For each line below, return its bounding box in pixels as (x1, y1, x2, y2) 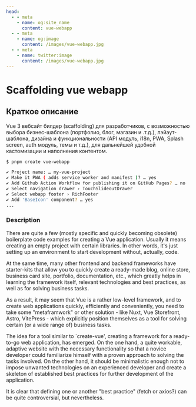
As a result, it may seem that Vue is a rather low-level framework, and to (6, 296, 181, 303)
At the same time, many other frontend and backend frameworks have (6, 260, 177, 267)
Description (6, 216, 41, 224)
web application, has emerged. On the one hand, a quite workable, (21, 339, 182, 346)
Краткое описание (6, 107, 78, 117)
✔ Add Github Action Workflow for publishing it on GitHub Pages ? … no (6, 180, 185, 186)
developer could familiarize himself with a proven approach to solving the (6, 351, 184, 358)
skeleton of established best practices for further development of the (6, 370, 174, 377)
